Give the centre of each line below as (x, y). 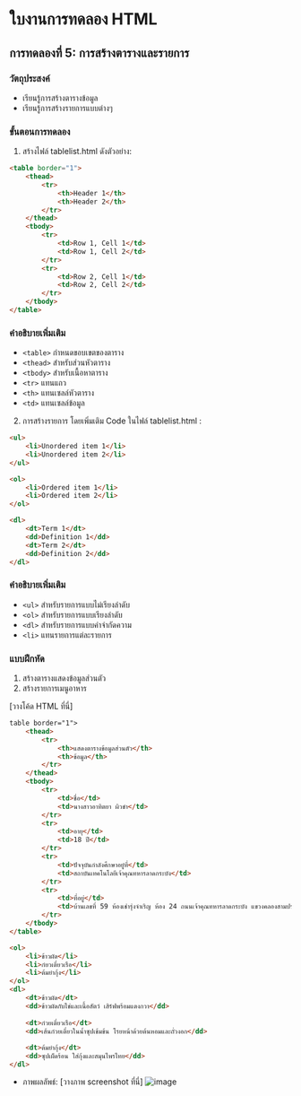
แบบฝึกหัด (27, 658)
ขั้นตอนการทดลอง (40, 132)
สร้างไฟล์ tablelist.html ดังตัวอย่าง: (77, 152)
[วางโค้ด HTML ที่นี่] (41, 706)
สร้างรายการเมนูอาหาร (54, 688)
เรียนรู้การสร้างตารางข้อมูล (60, 98)
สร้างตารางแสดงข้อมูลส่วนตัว (64, 678)
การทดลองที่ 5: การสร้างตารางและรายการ (99, 52)
